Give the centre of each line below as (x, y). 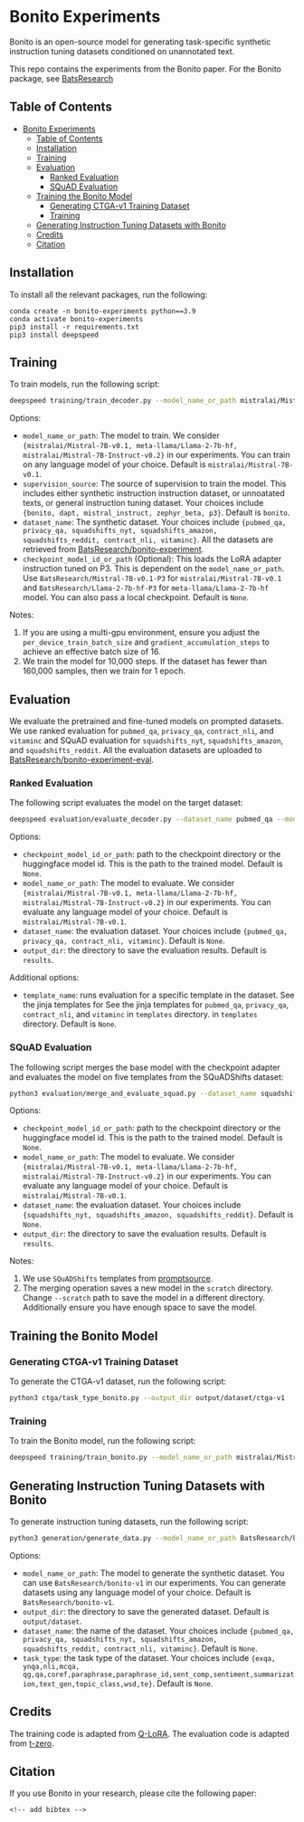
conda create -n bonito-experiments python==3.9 (103, 311)
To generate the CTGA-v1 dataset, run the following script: (118, 1381)
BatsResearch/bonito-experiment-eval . (82, 760)
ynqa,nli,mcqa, (51, 1666)
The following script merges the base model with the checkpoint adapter (145, 1067)
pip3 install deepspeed (54, 335)
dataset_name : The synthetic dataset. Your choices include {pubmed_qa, (154, 522)
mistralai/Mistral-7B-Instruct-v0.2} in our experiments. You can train (156, 455)
